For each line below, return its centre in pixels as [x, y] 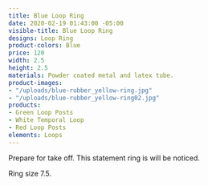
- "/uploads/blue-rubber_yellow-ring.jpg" [80, 90]
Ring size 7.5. [30, 173]
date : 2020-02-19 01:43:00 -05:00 [66, 23]
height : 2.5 [28, 68]
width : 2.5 [27, 61]
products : [25, 105]
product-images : [35, 83]
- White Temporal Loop [46, 120]
